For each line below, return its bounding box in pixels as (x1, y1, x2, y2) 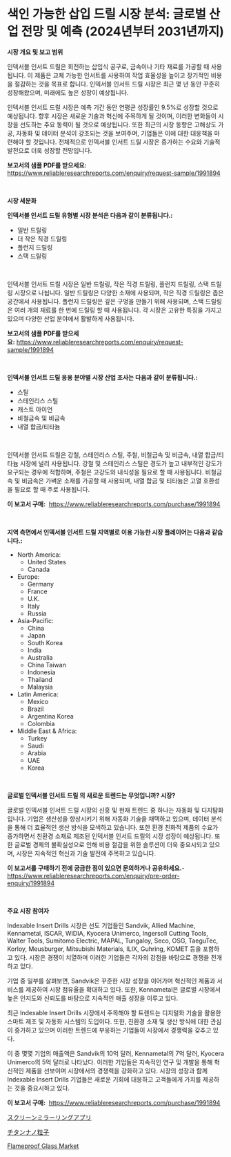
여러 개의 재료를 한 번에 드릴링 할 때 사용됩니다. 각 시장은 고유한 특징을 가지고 (14, 306, 222, 314)
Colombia (27, 719, 55, 728)
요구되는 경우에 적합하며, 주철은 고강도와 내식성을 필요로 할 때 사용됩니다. (7, 468, 204, 476)
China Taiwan (27, 660, 67, 669)
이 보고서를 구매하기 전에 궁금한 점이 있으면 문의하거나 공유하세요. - (7, 864, 185, 872)
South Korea (27, 638, 63, 647)
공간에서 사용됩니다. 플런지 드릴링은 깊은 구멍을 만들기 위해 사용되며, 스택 (7, 297, 204, 305)
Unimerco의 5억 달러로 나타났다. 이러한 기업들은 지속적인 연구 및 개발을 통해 (7, 1057, 213, 1066)
